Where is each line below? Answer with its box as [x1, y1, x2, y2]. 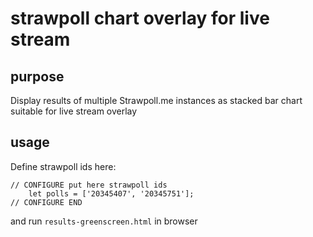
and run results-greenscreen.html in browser [10, 215, 198, 227]
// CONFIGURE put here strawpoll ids [10, 180, 168, 190]
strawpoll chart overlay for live [10, 7, 270, 30]
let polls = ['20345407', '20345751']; [28, 188, 195, 199]
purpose [10, 68, 65, 85]
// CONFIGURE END [10, 197, 83, 207]
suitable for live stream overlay [10, 105, 138, 117]
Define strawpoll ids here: [10, 160, 117, 172]
